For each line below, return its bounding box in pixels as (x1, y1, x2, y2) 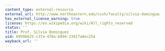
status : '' (5, 25, 27, 30)
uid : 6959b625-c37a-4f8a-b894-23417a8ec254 (5, 34, 96, 39)
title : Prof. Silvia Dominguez (5, 30, 69, 34)
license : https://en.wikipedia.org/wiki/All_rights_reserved (5, 20, 133, 26)
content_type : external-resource (5, 7, 74, 12)
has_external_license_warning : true (5, 16, 80, 21)
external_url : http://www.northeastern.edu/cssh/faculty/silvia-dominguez (5, 12, 162, 17)
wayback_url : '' (5, 39, 38, 44)
